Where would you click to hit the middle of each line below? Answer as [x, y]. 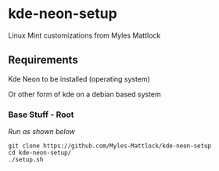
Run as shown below [42, 132]
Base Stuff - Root [41, 115]
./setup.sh [26, 160]
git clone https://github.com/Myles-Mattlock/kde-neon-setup [110, 146]
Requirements [43, 60]
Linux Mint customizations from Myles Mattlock [84, 35]
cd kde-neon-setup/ [40, 153]
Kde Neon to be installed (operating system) [79, 78]
